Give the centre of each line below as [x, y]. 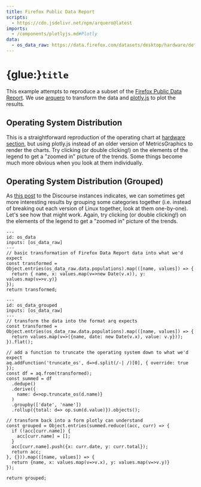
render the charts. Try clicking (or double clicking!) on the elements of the [97, 150]
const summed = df [29, 379]
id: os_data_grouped [32, 306]
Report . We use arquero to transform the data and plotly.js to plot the [91, 98]
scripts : [17, 17]
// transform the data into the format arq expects [72, 321]
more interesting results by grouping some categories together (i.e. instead [99, 202]
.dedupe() [24, 384]
